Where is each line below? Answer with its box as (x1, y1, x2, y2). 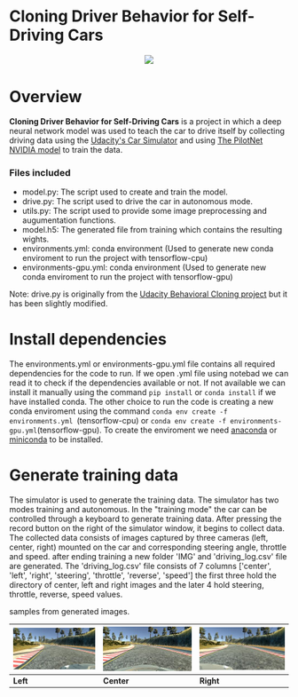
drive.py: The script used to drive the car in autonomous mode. (21, 196, 254, 207)
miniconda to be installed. (9, 434, 104, 445)
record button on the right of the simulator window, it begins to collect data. (9, 523, 286, 534)
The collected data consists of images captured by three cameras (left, (9, 533, 269, 543)
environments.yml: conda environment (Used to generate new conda (21, 243, 274, 254)
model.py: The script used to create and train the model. (21, 186, 229, 197)
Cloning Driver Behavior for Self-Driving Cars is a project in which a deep (9, 115, 282, 126)
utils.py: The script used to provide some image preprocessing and (21, 206, 268, 217)
